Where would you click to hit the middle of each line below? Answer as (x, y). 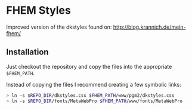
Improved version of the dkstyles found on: (59, 27)
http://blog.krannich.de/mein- (149, 27)
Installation (27, 52)
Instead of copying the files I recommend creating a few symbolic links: (94, 84)
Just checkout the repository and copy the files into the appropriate (89, 66)
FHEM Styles (39, 10)
